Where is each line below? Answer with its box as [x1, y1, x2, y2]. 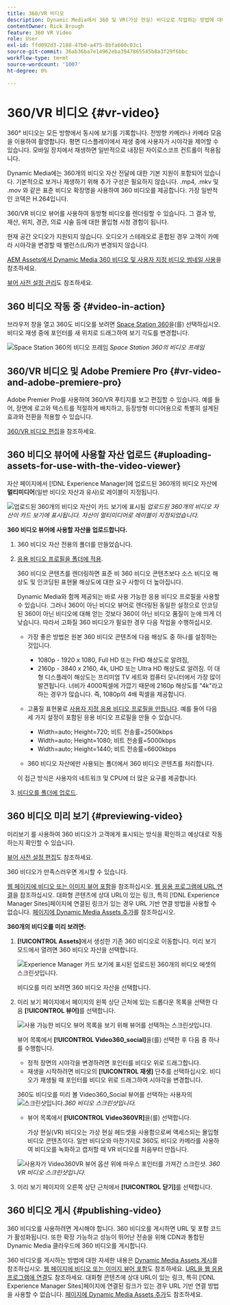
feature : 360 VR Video [7, 29, 72, 36]
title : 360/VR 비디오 [7, 10, 65, 17]
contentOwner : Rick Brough [7, 23, 84, 29]
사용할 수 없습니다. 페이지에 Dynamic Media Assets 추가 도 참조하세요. [14, 1290, 203, 1298]
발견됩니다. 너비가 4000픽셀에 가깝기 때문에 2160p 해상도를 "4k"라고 [37, 681, 223, 689]
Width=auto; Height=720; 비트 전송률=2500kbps [37, 728, 173, 736]
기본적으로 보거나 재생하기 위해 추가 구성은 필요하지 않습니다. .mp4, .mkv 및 [16, 177, 219, 186]
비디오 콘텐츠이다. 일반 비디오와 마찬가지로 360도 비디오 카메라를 [27, 1136, 202, 1145]
